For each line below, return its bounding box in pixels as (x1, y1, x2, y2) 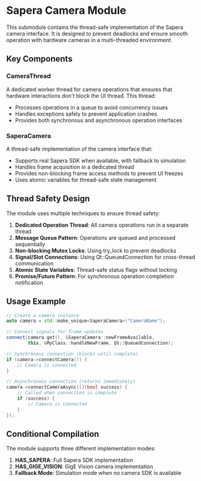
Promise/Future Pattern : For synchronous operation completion (14, 272, 175, 280)
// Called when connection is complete (17, 390, 117, 396)
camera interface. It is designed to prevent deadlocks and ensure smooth (6, 30, 188, 37)
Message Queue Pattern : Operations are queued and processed (14, 234, 176, 241)
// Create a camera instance (6, 312, 79, 318)
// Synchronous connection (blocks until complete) (6, 351, 138, 357)
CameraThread (6, 72, 51, 80)
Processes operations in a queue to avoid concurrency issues (14, 104, 169, 111)
